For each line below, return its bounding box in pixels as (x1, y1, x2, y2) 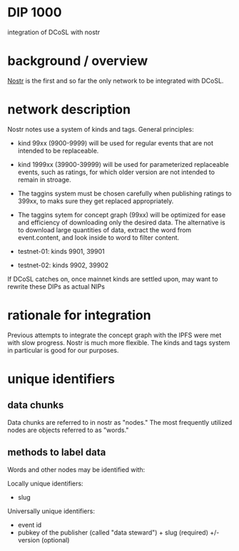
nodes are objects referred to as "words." (7, 426, 129, 434)
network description (7, 101, 131, 118)
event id (17, 520, 42, 529)
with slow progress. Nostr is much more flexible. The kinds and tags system (7, 338, 230, 346)
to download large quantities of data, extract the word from (17, 225, 192, 234)
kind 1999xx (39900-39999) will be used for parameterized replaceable (17, 160, 230, 168)
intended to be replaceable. (17, 146, 99, 155)
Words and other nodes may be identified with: (7, 465, 146, 474)
